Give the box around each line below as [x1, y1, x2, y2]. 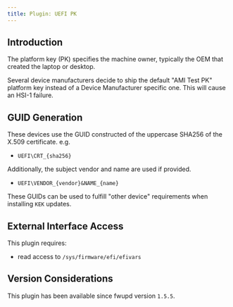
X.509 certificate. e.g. [7, 138, 70, 146]
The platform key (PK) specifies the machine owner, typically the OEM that [7, 55, 224, 63]
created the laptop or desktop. [7, 63, 96, 71]
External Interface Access [7, 220, 124, 232]
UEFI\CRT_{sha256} [17, 153, 72, 160]
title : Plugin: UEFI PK [7, 10, 77, 18]
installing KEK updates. [7, 200, 72, 208]
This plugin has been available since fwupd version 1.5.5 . [7, 292, 175, 300]
